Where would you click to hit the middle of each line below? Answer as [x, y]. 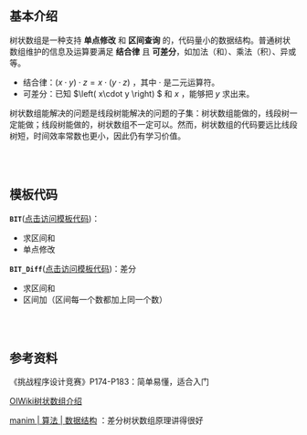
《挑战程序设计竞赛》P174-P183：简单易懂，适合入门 [110, 382]
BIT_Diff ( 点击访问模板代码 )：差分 [73, 268]
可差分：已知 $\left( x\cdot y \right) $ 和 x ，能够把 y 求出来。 [138, 93]
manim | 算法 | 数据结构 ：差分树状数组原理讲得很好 [106, 420]
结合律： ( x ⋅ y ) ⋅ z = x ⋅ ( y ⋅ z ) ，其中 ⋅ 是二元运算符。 [121, 82]
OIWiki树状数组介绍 [46, 401]
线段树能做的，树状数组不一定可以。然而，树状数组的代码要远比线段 [169, 124]
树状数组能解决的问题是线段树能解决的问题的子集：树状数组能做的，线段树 [149, 113]
